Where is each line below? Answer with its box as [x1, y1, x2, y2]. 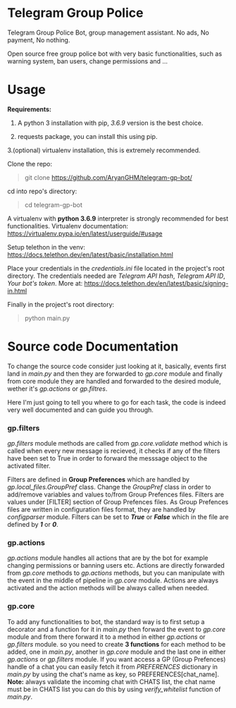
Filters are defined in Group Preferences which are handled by [7, 475, 190, 484]
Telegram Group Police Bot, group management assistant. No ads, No [7, 28, 209, 37]
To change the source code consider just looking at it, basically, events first [7, 362, 227, 370]
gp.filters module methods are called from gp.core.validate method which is [7, 439, 228, 448]
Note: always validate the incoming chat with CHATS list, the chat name [7, 677, 216, 685]
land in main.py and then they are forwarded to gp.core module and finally [7, 369, 223, 378]
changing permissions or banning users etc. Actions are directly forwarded [7, 561, 225, 570]
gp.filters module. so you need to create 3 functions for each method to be [7, 640, 226, 648]
